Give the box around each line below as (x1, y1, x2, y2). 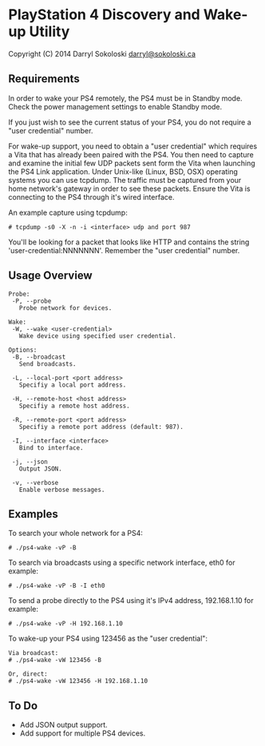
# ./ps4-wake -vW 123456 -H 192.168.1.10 (8, 677, 148, 685)
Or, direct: (8, 670, 48, 678)
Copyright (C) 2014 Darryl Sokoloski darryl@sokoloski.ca (8, 49, 196, 58)
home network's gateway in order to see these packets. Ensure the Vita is (8, 184, 251, 193)
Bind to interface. (18, 443, 84, 452)
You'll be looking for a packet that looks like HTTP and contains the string (8, 237, 250, 247)
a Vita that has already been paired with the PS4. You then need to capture (8, 149, 254, 159)
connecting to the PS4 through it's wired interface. (8, 192, 175, 201)
